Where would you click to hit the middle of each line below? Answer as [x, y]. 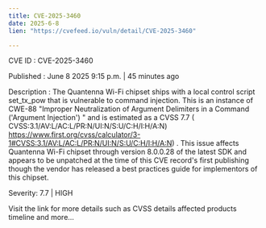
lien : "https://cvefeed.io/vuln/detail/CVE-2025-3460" [102, 31]
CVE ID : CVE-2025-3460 [51, 60]
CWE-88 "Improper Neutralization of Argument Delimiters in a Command [129, 109]
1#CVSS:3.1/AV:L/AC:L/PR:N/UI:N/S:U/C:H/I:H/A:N [90, 143]
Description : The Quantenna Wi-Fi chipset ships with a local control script [132, 92]
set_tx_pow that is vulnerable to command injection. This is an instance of [131, 101]
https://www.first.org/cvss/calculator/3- [75, 135]
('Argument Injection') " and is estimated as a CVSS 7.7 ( [102, 118]
